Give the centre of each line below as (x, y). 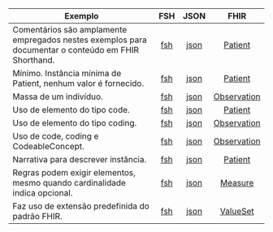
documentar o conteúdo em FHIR (76, 50)
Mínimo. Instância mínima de (67, 73)
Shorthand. (34, 60)
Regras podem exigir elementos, (74, 172)
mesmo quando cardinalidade (69, 183)
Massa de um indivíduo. (58, 97)
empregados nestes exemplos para (80, 40)
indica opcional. (43, 193)
